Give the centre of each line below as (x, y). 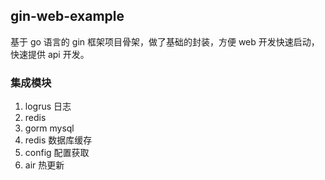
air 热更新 (44, 165)
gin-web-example (67, 16)
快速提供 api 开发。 (50, 54)
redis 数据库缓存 (58, 140)
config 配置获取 (57, 153)
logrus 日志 (48, 106)
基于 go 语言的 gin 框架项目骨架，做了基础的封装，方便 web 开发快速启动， (165, 41)
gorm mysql (49, 128)
